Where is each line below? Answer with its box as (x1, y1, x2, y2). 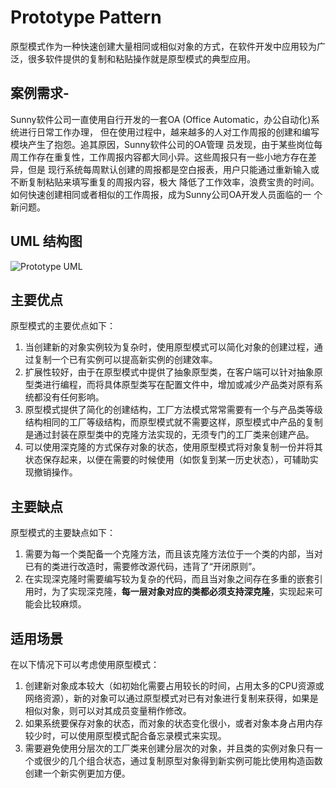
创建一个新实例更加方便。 (24, 767, 131, 779)
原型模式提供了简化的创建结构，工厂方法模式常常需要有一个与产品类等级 (24, 404, 323, 416)
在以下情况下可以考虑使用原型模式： (10, 659, 160, 670)
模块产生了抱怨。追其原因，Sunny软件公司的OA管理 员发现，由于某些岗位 (10, 138, 315, 150)
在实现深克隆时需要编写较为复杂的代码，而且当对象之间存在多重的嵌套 (24, 573, 315, 585)
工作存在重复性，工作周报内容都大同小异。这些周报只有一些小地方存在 (18, 151, 308, 163)
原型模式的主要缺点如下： (10, 527, 116, 539)
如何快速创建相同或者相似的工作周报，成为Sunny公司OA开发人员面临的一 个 (10, 188, 323, 200)
